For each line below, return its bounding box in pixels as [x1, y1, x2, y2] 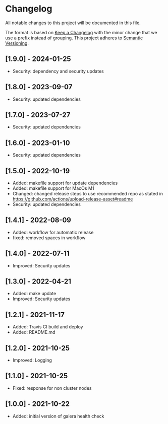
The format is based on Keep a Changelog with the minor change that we [5, 29, 157, 35]
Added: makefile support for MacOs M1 [12, 185, 94, 191]
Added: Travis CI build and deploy [12, 324, 83, 330]
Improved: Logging [12, 357, 52, 363]
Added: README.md [12, 329, 55, 335]
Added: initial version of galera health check [12, 413, 104, 419]
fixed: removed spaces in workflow [12, 235, 86, 241]
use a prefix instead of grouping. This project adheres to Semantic [5, 35, 143, 41]
